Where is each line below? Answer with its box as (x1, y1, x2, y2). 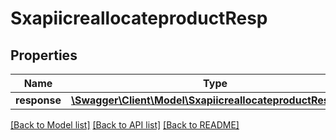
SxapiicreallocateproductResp (10, 7, 268, 30)
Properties (10, 47, 78, 64)
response (15, 93, 62, 107)
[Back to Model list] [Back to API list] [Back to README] (10, 119, 240, 131)
